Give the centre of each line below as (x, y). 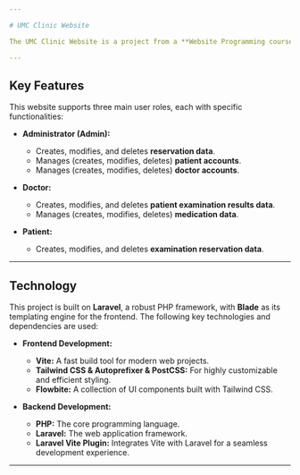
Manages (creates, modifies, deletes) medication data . (137, 215)
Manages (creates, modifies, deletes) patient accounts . (138, 161)
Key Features (47, 85)
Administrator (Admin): (66, 134)
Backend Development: (67, 407)
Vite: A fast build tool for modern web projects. (122, 361)
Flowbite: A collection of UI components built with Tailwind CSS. (154, 389)
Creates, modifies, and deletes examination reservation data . (150, 249)
